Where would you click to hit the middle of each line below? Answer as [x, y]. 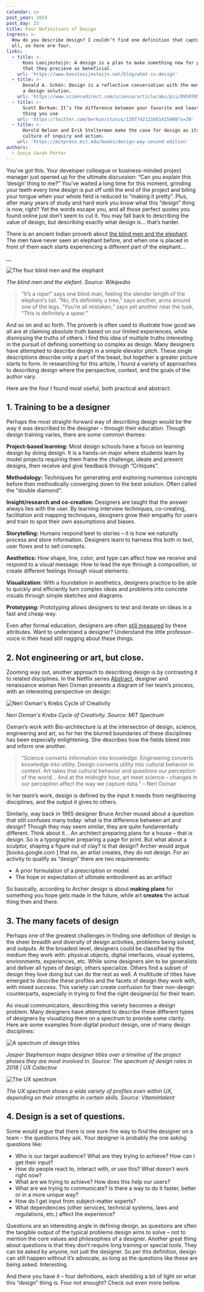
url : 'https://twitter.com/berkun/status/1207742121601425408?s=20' [106, 119]
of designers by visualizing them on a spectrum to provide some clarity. [96, 1018]
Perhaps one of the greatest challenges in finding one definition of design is [101, 935]
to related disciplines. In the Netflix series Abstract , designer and [87, 679]
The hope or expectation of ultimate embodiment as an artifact [93, 877]
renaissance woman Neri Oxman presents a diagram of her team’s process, [100, 685]
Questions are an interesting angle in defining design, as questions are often [102, 1226]
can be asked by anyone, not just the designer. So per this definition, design [101, 1251]
